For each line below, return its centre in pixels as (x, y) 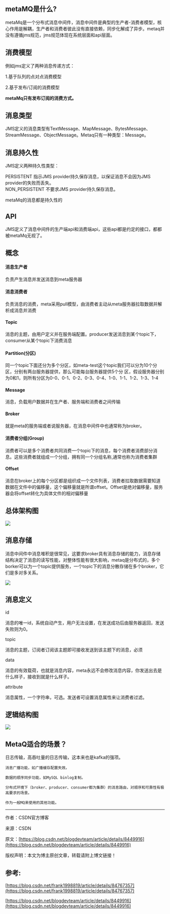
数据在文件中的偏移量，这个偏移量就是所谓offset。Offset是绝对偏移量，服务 (84, 487)
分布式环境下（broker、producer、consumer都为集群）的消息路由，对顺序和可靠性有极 (85, 788)
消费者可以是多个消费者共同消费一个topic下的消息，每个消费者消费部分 (79, 450)
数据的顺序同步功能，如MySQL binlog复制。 (45, 778)
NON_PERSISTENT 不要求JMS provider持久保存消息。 (62, 189)
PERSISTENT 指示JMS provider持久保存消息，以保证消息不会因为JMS (78, 177)
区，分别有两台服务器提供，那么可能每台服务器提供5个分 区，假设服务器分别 (85, 371)
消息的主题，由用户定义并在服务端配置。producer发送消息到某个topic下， (82, 334)
